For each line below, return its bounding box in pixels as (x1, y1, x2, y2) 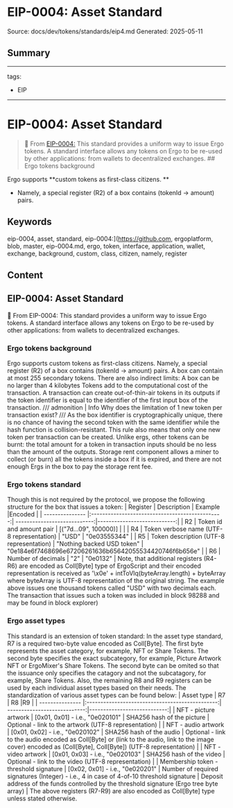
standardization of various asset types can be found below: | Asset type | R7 (7, 691, 226, 699)
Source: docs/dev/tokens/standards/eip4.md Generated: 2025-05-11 (7, 27, 203, 35)
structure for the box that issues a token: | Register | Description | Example (7, 503, 221, 511)
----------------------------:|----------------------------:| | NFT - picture (7, 705, 215, 714)
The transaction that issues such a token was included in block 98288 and (7, 591, 220, 600)
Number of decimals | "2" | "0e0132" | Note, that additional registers (7, 555, 202, 563)
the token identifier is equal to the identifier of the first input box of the (7, 396, 208, 404)
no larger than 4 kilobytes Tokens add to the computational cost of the (7, 381, 208, 389)
